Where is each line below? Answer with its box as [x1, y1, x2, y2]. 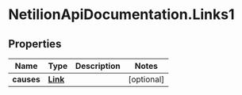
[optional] [128, 74, 165, 85]
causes [12, 74, 41, 85]
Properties [8, 37, 62, 51]
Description [75, 61, 121, 71]
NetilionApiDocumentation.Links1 [8, 6, 236, 24]
